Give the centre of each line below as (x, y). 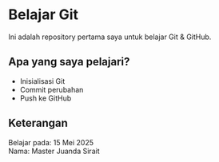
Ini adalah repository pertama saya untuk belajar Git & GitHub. (110, 37)
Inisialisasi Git (42, 81)
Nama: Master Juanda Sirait (54, 151)
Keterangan (38, 123)
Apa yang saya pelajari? (69, 62)
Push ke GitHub (46, 98)
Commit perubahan (52, 89)
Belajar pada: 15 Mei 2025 (51, 142)
